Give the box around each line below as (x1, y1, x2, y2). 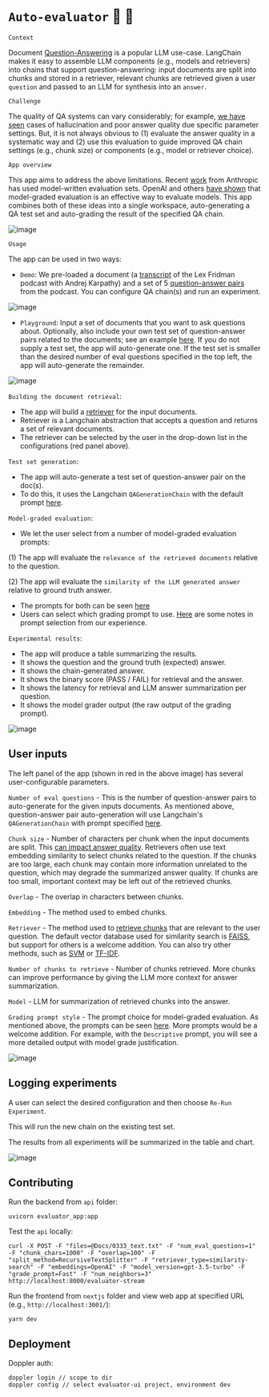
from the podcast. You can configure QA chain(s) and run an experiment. (19, 286, 261, 296)
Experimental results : (8, 633, 82, 643)
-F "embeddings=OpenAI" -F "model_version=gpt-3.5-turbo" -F (37, 1263, 246, 1271)
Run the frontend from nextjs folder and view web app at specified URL (8, 1291, 245, 1301)
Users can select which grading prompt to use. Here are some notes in (19, 609, 254, 619)
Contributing (8, 1176, 74, 1189)
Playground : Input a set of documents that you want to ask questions (19, 317, 246, 327)
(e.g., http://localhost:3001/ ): (8, 1300, 111, 1310)
